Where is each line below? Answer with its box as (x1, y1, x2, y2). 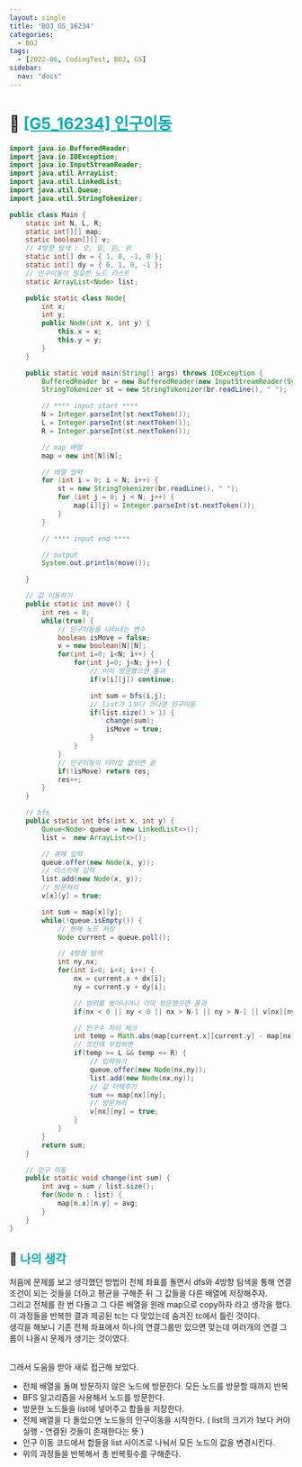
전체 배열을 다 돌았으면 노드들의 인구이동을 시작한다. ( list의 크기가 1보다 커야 (22, 1415, 290, 1426)
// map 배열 (41, 442, 83, 451)
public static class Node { (25, 294, 127, 303)
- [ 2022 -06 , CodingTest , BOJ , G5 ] (17, 55, 147, 64)
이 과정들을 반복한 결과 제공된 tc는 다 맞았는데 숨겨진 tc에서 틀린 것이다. (9, 1310, 261, 1321)
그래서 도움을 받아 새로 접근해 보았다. (9, 1362, 139, 1372)
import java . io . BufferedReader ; (9, 143, 130, 153)
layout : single (9, 13, 67, 23)
